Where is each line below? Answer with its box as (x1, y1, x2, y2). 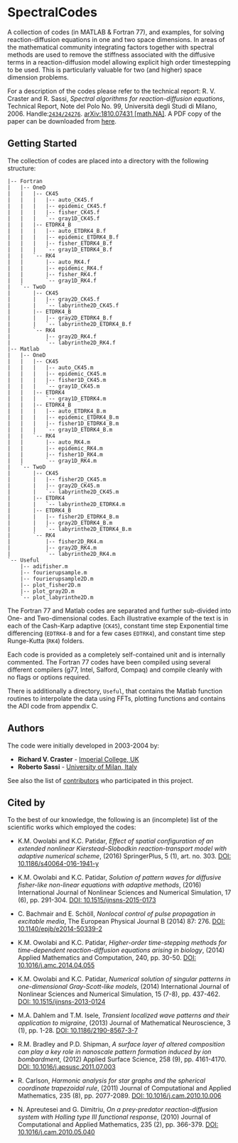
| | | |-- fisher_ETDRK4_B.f (7, 239, 113, 247)
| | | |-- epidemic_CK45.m (7, 370, 107, 377)
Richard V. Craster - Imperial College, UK (17, 755, 140, 763)
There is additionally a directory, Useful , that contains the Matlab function (7, 687, 222, 695)
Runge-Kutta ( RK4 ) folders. (7, 636, 85, 645)
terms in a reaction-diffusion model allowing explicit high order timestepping (7, 58, 231, 66)
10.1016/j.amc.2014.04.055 (17, 961, 95, 970)
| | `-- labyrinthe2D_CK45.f (7, 302, 119, 309)
